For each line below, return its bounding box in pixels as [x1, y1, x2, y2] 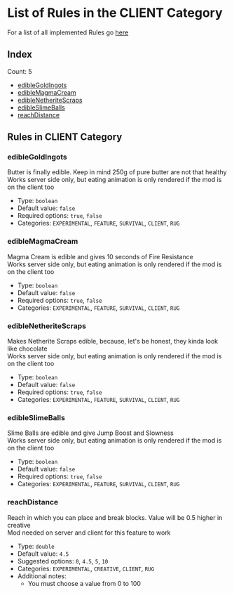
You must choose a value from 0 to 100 [27, 579, 142, 587]
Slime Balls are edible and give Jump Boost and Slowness [7, 429, 174, 437]
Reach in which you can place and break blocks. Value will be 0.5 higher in [7, 513, 223, 521]
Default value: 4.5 [17, 549, 69, 558]
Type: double [17, 542, 55, 550]
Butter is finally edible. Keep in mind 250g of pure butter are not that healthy [7, 168, 227, 176]
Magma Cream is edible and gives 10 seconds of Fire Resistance [7, 252, 194, 261]
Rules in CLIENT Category [7, 131, 123, 143]
